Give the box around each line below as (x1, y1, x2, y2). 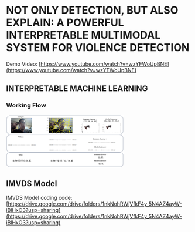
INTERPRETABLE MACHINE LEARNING (6, 83, 148, 94)
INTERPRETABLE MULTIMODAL (6, 29, 161, 42)
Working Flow (6, 101, 47, 109)
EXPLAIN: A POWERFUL (6, 16, 124, 29)
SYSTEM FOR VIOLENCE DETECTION (6, 41, 190, 55)
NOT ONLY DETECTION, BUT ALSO (6, 4, 179, 17)
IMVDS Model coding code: (6, 194, 73, 201)
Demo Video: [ (6, 60, 41, 68)
